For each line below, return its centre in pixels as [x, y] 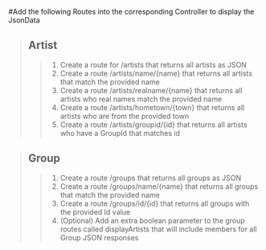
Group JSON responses [99, 237]
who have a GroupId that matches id [120, 133]
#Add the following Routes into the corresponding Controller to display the [131, 12]
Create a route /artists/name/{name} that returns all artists [156, 73]
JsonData [24, 20]
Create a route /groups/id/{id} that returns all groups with [155, 203]
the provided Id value [95, 211]
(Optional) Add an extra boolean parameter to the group [152, 220]
